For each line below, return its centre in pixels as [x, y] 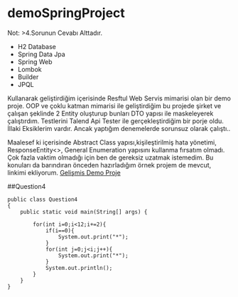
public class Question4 [43, 199]
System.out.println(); [79, 268]
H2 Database [37, 46]
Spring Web [35, 61]
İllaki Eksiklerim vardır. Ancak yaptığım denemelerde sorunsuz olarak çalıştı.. [119, 128]
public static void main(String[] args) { [84, 212]
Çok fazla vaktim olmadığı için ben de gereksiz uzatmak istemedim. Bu [110, 157]
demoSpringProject [66, 13]
